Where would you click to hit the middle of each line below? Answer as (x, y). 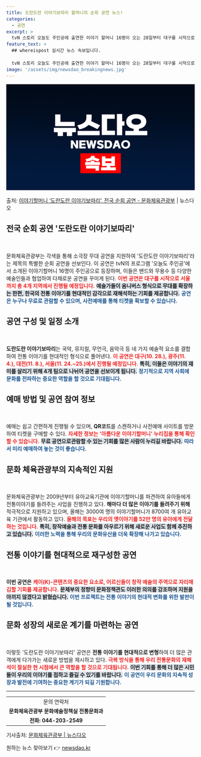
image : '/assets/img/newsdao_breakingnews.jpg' (67, 69)
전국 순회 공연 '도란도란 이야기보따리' (71, 228)
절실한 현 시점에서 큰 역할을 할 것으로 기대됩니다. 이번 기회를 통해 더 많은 (100, 667)
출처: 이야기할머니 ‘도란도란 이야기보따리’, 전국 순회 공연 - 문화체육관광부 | (92, 200)
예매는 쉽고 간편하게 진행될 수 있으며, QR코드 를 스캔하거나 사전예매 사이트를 (95, 426)
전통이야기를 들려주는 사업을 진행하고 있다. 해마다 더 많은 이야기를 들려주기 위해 (98, 504)
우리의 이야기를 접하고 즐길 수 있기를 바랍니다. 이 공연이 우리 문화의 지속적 (102, 674)
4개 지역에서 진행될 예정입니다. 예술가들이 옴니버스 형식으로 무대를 (100, 286)
